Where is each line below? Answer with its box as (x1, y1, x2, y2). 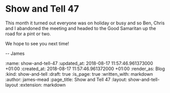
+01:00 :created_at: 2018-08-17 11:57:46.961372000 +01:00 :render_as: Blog (5, 66, 165, 72)
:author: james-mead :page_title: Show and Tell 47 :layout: (5, 76, 127, 82)
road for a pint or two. (5, 30, 51, 37)
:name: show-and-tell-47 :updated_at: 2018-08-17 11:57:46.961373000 (5, 60, 154, 66)
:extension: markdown (19, 82, 66, 88)
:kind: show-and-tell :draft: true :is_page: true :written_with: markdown (5, 71, 153, 77)
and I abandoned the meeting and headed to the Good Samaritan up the (5, 25, 156, 31)
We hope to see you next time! (5, 40, 70, 46)
